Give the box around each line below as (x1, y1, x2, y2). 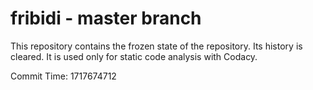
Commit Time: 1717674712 (10, 70, 117, 82)
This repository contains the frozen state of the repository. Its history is (10, 40, 303, 52)
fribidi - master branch (10, 7, 202, 30)
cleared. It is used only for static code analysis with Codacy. (10, 50, 258, 62)
